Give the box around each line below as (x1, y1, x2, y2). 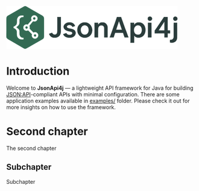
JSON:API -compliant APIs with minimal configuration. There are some (6, 90, 180, 98)
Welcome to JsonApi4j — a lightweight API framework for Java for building (6, 84, 194, 92)
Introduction (6, 64, 70, 78)
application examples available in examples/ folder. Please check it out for (6, 97, 190, 104)
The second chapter (6, 145, 57, 152)
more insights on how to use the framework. (6, 103, 116, 111)
